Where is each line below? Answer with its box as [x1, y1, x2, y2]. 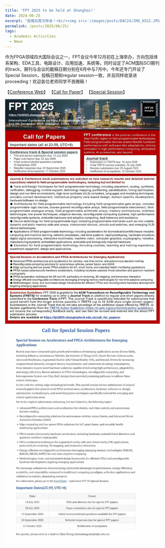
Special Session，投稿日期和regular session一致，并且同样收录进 [5, 72, 137, 78]
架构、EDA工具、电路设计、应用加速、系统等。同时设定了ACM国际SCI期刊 [9, 60, 160, 66]
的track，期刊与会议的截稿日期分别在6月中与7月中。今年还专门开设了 [5, 66, 145, 72]
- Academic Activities [9, 34, 56, 39]
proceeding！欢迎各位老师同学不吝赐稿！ [5, 78, 89, 84]
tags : [5, 29, 16, 34]
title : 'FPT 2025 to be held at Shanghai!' [5, 8, 96, 13]
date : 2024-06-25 [5, 13, 41, 18]
